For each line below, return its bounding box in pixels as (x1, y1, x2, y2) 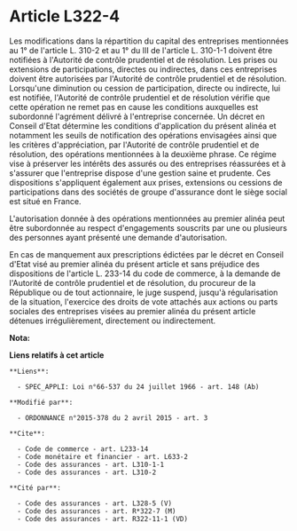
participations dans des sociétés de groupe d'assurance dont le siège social (9, 186, 288, 197)
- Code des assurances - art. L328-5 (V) (17, 499, 173, 508)
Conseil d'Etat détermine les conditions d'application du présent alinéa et (9, 120, 277, 131)
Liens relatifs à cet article (9, 349, 105, 361)
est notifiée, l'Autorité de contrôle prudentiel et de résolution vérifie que (9, 91, 270, 103)
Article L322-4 (9, 6, 121, 27)
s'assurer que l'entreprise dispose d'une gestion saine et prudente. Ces (9, 167, 271, 178)
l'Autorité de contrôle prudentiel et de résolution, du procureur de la (9, 277, 256, 288)
